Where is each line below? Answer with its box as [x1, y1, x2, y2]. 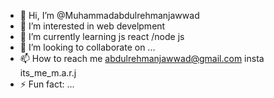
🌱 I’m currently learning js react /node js [19, 31, 185, 42]
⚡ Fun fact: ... [19, 78, 75, 90]
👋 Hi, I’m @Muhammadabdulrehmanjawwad [19, 10, 200, 21]
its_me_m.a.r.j [19, 67, 77, 79]
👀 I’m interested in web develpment [19, 20, 166, 32]
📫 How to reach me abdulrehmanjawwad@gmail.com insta [19, 53, 265, 64]
